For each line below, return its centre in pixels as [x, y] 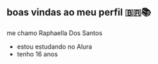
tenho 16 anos [37, 54]
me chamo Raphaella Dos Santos [55, 33]
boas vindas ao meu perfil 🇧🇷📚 [79, 12]
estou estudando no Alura [54, 46]
